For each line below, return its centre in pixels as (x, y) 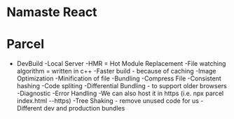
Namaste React (52, 12)
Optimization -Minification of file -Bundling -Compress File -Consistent (119, 78)
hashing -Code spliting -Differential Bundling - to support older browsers (122, 86)
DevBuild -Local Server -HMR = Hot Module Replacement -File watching (121, 64)
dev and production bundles (84, 108)
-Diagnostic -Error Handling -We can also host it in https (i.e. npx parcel (120, 93)
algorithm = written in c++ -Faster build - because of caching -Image (116, 71)
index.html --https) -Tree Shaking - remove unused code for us (108, 101)
